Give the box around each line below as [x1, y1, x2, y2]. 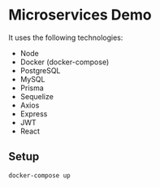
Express [19, 108, 48, 119]
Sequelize [19, 91, 54, 101]
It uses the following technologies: [8, 33, 123, 42]
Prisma [19, 83, 45, 93]
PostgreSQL [19, 65, 61, 75]
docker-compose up [8, 171, 71, 180]
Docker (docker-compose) [19, 57, 110, 67]
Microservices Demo [8, 6, 152, 24]
